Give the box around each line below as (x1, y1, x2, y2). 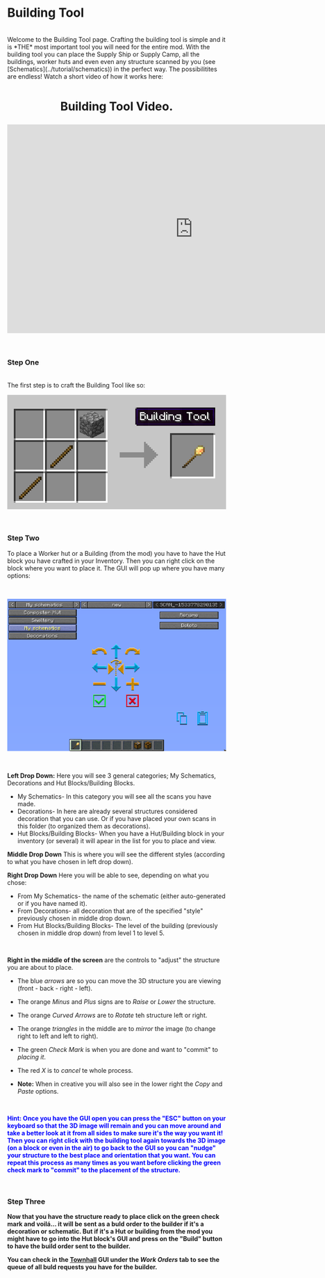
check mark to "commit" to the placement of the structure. (7, 1166, 181, 1174)
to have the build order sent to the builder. (7, 1242, 131, 1250)
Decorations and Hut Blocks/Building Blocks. (7, 779, 135, 788)
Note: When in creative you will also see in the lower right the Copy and (17, 1080, 223, 1088)
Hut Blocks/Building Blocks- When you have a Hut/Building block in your (17, 829, 224, 838)
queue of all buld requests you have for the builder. (7, 1263, 158, 1271)
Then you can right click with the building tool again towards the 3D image (7, 1136, 226, 1145)
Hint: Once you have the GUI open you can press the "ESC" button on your (7, 1115, 226, 1123)
